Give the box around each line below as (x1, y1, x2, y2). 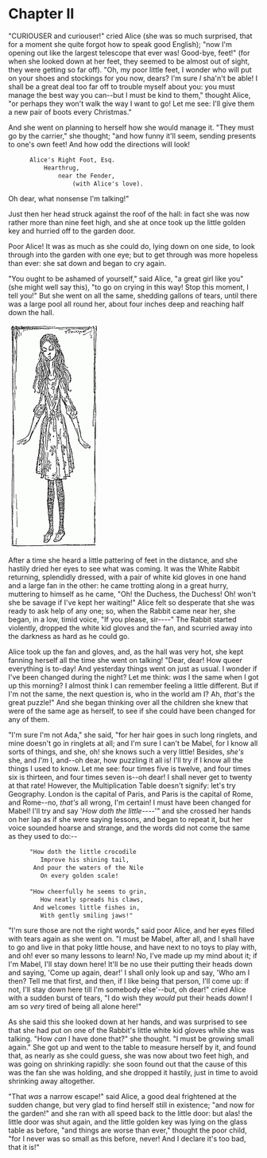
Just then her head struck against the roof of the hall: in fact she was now (8, 209, 250, 219)
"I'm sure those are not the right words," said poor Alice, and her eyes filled (8, 925, 255, 935)
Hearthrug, (43, 164, 80, 172)
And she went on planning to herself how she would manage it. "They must (8, 123, 254, 132)
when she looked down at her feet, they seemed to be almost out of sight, (8, 57, 250, 66)
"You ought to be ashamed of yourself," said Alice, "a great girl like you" (8, 274, 244, 283)
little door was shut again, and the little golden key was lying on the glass (8, 1117, 248, 1126)
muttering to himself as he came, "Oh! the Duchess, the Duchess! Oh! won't (8, 589, 257, 598)
